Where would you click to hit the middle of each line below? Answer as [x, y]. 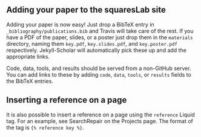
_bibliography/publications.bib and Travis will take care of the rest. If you [100, 31]
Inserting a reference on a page [67, 100]
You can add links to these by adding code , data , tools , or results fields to [99, 74]
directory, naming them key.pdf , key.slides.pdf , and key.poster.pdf [92, 43]
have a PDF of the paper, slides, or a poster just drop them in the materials [100, 37]
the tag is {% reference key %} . [45, 127]
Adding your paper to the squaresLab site [86, 10]
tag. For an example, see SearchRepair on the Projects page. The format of [100, 121]
